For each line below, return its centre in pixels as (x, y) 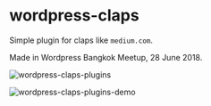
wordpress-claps (75, 16)
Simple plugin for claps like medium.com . (81, 40)
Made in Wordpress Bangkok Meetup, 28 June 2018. (106, 57)
